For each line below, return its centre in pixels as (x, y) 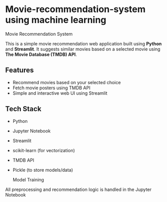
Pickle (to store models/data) (43, 170)
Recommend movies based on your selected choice (67, 82)
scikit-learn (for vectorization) (44, 150)
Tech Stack (23, 109)
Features (19, 70)
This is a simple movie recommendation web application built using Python (83, 43)
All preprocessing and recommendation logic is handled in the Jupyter (78, 189)
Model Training (28, 179)
